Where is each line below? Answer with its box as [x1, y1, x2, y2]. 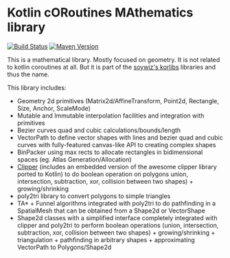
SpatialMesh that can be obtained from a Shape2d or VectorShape [16, 206, 206, 215]
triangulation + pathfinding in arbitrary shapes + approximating [16, 235, 196, 244]
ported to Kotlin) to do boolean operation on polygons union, [16, 170, 189, 178]
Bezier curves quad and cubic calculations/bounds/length [16, 126, 181, 134]
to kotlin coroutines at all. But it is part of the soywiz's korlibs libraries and [7, 63, 216, 71]
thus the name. [7, 70, 50, 78]
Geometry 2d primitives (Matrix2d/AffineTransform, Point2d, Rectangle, [16, 96, 220, 105]
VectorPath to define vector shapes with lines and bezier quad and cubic [16, 133, 223, 142]
